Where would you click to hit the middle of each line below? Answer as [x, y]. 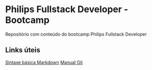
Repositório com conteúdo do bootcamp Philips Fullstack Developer [76, 34]
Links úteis [23, 50]
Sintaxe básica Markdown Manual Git [44, 62]
